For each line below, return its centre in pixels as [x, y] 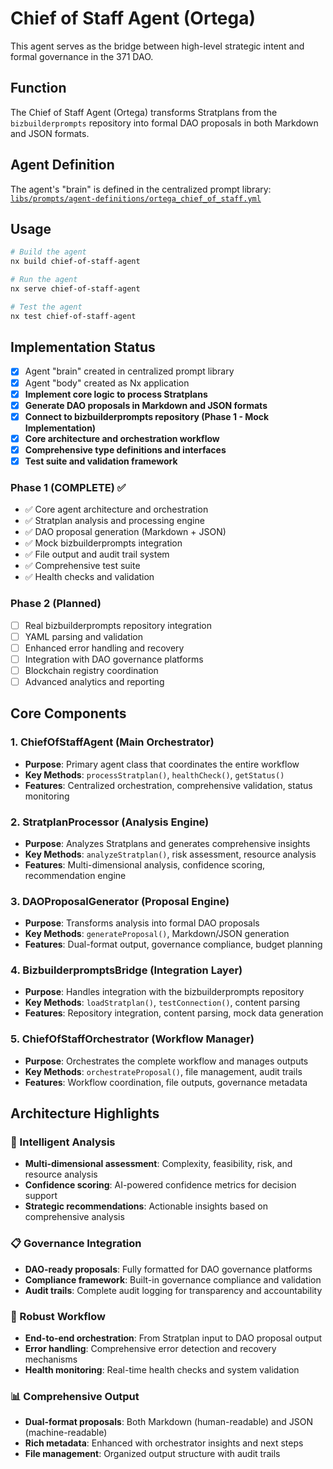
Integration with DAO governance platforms [114, 659]
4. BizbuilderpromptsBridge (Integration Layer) [126, 970]
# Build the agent [48, 252]
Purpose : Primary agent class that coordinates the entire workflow [162, 764]
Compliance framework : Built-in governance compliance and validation [173, 1279]
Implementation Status [83, 347]
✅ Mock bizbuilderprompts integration [103, 543]
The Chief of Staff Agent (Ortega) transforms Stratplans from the [144, 112]
